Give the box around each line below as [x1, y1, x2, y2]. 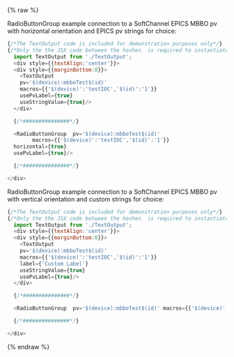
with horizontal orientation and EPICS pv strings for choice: [7, 27, 177, 35]
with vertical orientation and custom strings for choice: [7, 195, 164, 203]
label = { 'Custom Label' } [19, 260, 89, 267]
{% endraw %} [7, 342, 50, 351]
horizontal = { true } [13, 143, 68, 151]
